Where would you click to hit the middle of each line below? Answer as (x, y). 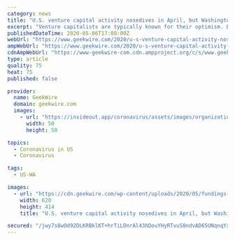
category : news (29, 14)
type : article (28, 59)
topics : (19, 143)
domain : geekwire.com (45, 104)
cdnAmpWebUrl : (28, 53)
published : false (33, 78)
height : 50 (42, 130)
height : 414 (37, 207)
